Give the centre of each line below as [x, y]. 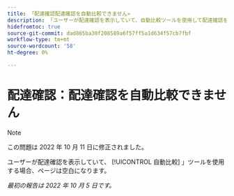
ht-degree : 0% [28, 53]
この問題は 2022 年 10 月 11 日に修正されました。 [77, 146]
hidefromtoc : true [34, 27]
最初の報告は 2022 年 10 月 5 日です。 [61, 185]
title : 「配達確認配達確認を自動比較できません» [69, 14]
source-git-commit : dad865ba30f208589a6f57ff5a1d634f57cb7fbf [99, 33]
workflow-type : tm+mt [39, 40]
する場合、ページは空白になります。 [59, 170]
